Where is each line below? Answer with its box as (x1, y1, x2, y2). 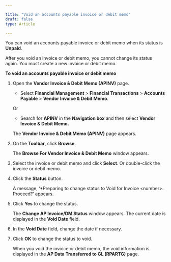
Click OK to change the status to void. (12, 235, 93, 242)
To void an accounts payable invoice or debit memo (5, 70, 117, 76)
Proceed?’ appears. (12, 191, 54, 197)
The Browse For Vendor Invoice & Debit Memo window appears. (12, 150, 149, 156)
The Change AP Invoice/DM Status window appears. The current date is (12, 211, 166, 217)
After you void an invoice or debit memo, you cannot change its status (5, 55, 153, 61)
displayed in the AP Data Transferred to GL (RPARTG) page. (12, 251, 139, 257)
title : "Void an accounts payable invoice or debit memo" (5, 12, 131, 17)
